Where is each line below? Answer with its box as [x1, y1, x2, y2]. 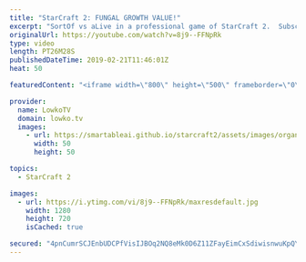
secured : [9, 239, 43, 248]
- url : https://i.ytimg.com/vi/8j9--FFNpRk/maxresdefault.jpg [17, 197, 259, 207]
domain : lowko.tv [17, 114, 84, 123]
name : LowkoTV [17, 106, 71, 115]
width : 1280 [25, 206, 71, 215]
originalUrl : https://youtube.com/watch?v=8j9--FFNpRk [9, 30, 222, 39]
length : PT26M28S [9, 47, 76, 56]
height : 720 [25, 215, 71, 224]
